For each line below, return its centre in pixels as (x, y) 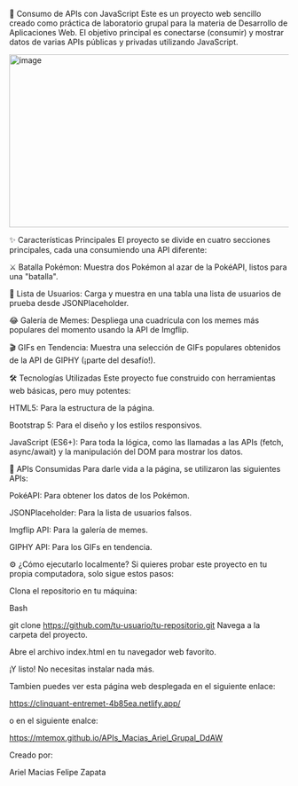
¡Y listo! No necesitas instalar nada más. (82, 669)
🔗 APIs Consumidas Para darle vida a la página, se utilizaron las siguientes (145, 469)
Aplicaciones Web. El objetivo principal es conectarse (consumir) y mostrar (147, 32)
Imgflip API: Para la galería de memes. (79, 530)
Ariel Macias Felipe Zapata (58, 772)
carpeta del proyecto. (49, 635)
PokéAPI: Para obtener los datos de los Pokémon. (99, 495)
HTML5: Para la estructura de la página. (82, 408)
